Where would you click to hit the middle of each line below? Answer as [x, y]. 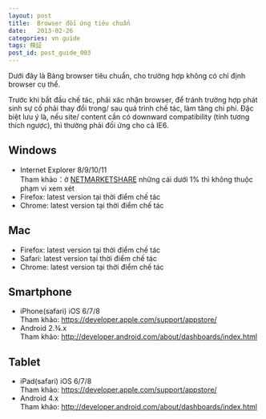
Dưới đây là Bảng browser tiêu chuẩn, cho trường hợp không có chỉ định [127, 76]
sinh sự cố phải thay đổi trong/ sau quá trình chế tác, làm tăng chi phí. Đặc [131, 108]
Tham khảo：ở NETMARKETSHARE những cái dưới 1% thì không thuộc [137, 179]
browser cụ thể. [34, 84]
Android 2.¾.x [43, 328]
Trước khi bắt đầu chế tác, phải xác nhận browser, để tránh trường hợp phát [133, 100]
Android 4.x [39, 398]
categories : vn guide [44, 38]
